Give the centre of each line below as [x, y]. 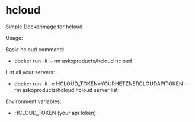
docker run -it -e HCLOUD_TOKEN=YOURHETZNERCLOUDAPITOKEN [98, 84]
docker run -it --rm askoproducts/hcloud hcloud [73, 61]
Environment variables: [33, 101]
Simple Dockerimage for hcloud [44, 27]
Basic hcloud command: [35, 49]
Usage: [14, 38]
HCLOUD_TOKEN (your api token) [55, 113]
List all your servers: [30, 72]
